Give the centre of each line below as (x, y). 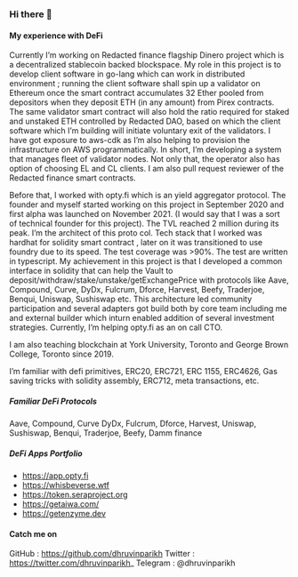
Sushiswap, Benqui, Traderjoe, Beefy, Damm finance (106, 433)
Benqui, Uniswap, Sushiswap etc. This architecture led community (131, 299)
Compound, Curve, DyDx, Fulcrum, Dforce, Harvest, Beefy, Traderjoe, (137, 290)
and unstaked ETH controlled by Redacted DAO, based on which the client (145, 121)
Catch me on (33, 533)
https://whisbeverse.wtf (65, 485)
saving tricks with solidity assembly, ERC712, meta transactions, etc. (134, 381)
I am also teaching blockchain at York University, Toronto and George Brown (149, 345)
